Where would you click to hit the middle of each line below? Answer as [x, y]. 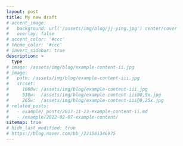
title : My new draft [32, 17]
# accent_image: [26, 23]
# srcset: [21, 84]
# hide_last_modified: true [41, 128]
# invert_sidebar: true [36, 51]
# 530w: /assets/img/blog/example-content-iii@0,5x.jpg [84, 95]
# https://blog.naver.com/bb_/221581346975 [61, 134]
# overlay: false [30, 34]
